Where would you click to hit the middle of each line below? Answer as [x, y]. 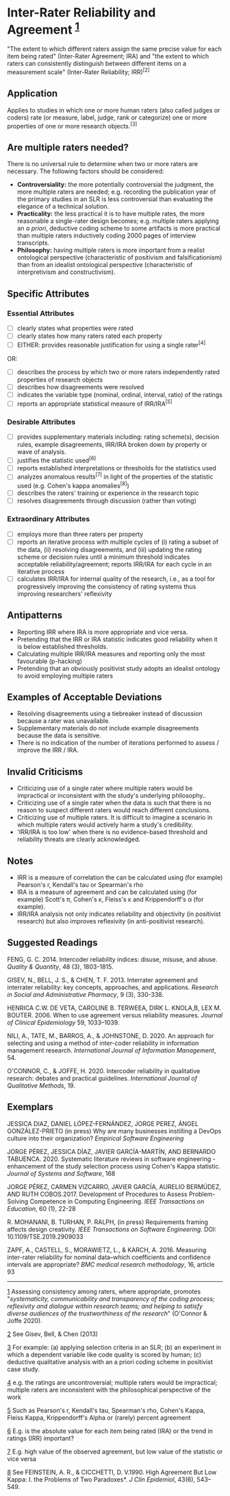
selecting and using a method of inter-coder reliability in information [103, 1043]
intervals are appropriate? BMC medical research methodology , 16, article [111, 1264]
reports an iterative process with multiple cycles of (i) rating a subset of [118, 542]
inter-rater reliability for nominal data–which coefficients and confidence [109, 1257]
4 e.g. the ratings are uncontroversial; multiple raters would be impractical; [112, 1382]
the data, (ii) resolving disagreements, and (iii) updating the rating [109, 549]
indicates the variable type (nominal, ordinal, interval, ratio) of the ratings [119, 394]
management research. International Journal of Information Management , [112, 1050]
